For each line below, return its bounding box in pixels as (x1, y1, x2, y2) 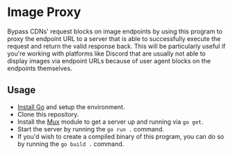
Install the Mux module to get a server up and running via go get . (17, 117, 204, 126)
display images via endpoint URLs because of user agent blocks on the (7, 56, 211, 65)
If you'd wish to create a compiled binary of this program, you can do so (17, 132, 225, 140)
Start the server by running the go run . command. (17, 124, 165, 133)
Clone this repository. (17, 110, 79, 118)
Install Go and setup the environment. (17, 102, 125, 111)
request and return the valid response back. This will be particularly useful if (7, 42, 226, 50)
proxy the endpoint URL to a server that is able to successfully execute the (7, 34, 221, 42)
